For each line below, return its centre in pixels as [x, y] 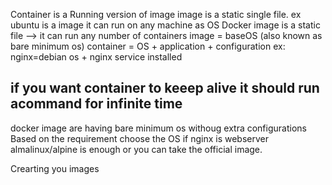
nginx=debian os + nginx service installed [96, 57]
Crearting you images [55, 168]
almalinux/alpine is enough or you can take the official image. [136, 149]
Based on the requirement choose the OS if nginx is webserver [139, 138]
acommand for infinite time [96, 104]
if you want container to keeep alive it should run [165, 88]
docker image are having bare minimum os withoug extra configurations [158, 128]
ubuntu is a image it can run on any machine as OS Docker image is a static [165, 25]
